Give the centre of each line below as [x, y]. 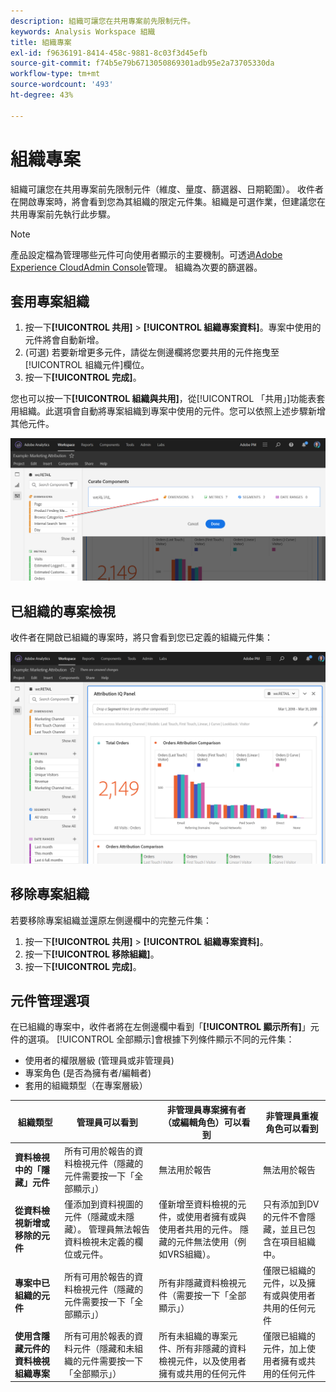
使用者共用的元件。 [198, 1229]
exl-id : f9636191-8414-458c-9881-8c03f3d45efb [109, 53]
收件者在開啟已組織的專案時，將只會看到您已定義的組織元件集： [141, 637]
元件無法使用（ [207, 1242]
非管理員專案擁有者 [206, 1109]
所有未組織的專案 [194, 1336]
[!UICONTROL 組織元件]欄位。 [87, 365]
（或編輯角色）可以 [202, 1122]
